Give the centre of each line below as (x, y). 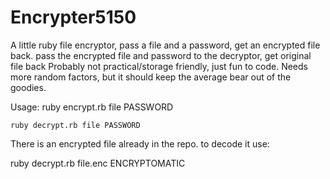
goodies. (28, 87)
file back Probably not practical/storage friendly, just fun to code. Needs (159, 66)
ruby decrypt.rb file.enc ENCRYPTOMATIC (98, 163)
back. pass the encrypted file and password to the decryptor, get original (161, 55)
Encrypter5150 (73, 17)
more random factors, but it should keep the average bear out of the (151, 77)
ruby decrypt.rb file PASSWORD (75, 125)
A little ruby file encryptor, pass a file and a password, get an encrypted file (165, 45)
